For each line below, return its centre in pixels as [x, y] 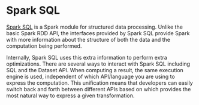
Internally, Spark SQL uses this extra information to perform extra [87, 57]
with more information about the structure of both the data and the [88, 39]
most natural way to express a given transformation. [70, 95]
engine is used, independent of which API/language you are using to [91, 76]
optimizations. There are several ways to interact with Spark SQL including [98, 64]
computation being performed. [44, 46]
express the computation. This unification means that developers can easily [99, 83]
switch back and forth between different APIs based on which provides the [99, 89]
